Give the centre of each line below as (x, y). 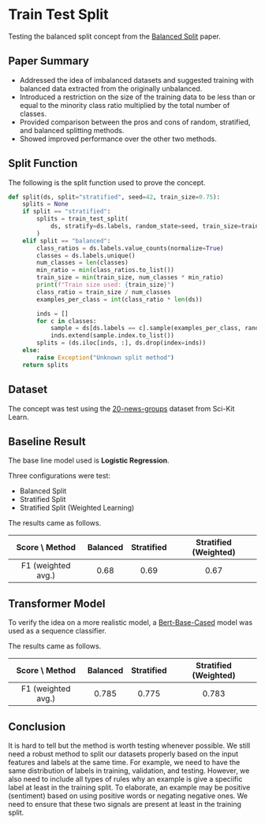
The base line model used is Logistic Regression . (89, 461)
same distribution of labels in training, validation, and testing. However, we (129, 771)
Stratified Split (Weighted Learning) (77, 508)
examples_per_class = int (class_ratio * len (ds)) (119, 299)
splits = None (45, 204)
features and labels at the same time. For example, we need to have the (124, 762)
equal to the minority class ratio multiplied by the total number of (125, 105)
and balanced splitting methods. (72, 130)
